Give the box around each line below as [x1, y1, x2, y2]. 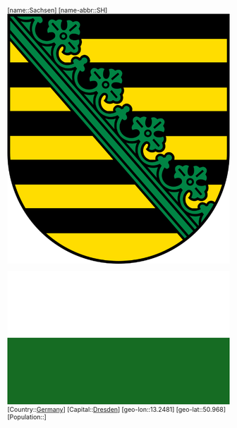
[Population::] [7, 412, 47, 422]
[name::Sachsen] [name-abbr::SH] [7, 6, 108, 14]
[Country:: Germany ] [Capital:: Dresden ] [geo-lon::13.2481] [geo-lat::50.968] [7, 405, 226, 414]
